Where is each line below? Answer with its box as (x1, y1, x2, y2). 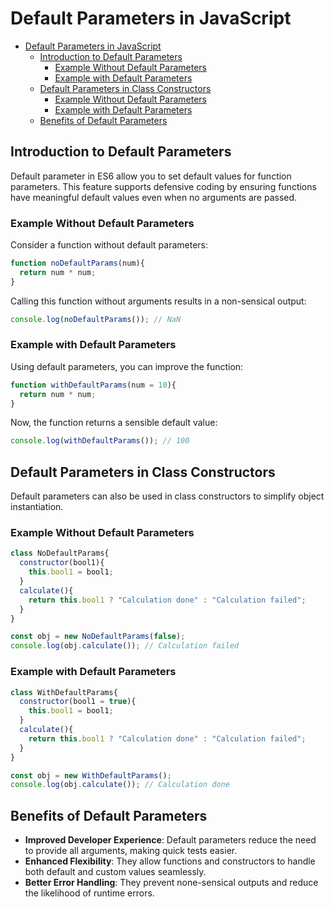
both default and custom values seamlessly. (24, 866, 207, 878)
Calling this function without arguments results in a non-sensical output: (10, 295, 307, 307)
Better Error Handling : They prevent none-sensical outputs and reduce (24, 877, 319, 889)
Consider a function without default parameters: (10, 239, 208, 251)
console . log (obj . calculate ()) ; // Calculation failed (10, 641, 240, 651)
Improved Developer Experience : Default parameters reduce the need (24, 834, 317, 846)
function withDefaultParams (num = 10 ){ (10, 380, 177, 390)
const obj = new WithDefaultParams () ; (10, 770, 172, 781)
